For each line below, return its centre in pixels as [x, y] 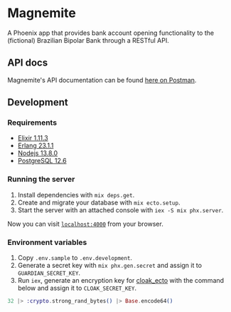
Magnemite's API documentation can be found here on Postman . [102, 80]
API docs [28, 63]
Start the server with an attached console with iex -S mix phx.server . [120, 210]
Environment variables [47, 242]
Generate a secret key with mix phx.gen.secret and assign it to [110, 266]
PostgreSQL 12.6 [42, 161]
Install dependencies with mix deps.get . [76, 194]
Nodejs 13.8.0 [38, 153]
